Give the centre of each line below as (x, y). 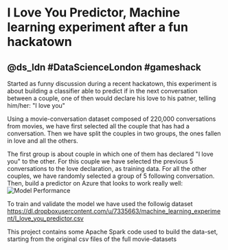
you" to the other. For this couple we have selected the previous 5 (100, 161)
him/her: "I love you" (36, 105)
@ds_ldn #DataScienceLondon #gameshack (104, 67)
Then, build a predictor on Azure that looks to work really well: (95, 183)
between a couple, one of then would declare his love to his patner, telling (112, 98)
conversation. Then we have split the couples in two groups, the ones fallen (114, 133)
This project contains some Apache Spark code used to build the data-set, (113, 232)
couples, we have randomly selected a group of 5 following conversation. (111, 176)
